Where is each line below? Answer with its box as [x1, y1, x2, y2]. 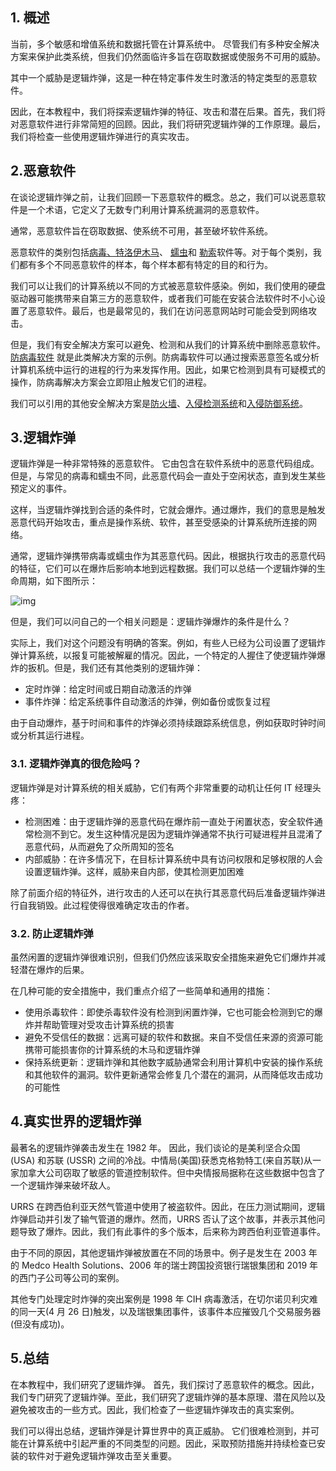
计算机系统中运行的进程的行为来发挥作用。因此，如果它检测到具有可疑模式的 [10, 363, 326, 375]
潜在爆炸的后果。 [18, 964, 90, 976]
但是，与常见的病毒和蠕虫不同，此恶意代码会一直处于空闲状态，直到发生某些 [10, 470, 326, 482]
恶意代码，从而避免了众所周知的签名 [24, 840, 175, 852]
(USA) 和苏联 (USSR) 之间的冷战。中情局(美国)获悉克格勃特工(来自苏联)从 [10, 1154, 313, 1166]
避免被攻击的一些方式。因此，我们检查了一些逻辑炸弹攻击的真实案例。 [10, 1403, 300, 1415]
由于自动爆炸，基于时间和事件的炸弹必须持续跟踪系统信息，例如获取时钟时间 [10, 717, 326, 729]
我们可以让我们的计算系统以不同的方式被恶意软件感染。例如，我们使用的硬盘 [10, 279, 326, 292]
